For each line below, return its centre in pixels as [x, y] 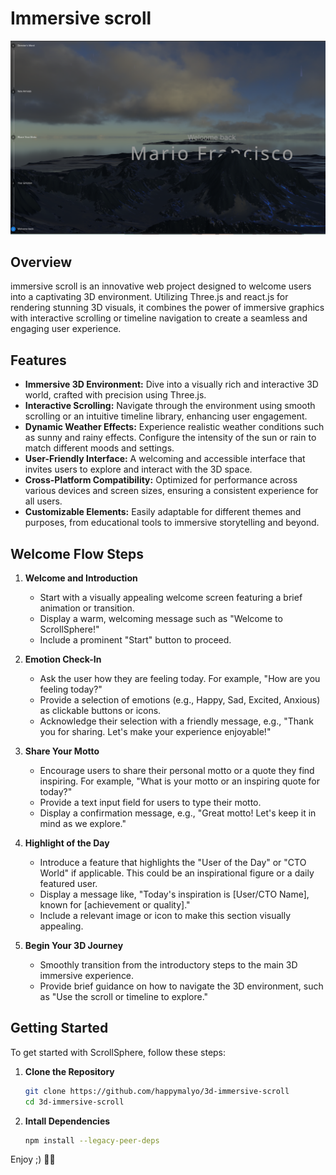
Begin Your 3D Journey [74, 945]
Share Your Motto [62, 751]
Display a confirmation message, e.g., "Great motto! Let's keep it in [178, 813]
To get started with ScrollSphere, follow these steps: [118, 1052]
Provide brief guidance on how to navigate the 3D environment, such [181, 986]
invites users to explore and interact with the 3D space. [138, 469]
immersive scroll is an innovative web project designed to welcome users [161, 286]
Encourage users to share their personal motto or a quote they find [177, 770]
